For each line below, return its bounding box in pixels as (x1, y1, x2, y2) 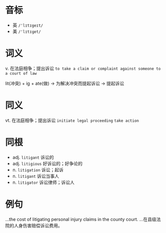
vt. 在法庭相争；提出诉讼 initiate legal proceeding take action (5, 117, 139, 123)
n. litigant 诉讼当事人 (12, 173, 59, 179)
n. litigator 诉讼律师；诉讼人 (12, 179, 75, 185)
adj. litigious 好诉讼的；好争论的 (12, 160, 83, 166)
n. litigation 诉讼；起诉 (12, 166, 64, 173)
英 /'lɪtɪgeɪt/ (12, 22, 44, 28)
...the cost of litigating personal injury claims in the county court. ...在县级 (5, 216, 156, 222)
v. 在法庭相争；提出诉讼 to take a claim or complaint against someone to (5, 65, 161, 71)
